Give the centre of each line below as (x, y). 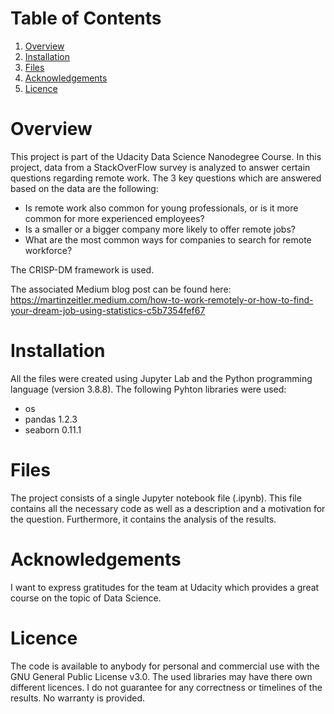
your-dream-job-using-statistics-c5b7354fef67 (108, 310)
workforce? (48, 250)
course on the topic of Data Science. (86, 598)
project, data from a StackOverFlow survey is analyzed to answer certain (160, 167)
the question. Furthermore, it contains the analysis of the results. (143, 519)
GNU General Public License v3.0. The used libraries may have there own (161, 676)
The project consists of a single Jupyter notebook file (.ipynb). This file (156, 498)
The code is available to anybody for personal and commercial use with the (165, 666)
